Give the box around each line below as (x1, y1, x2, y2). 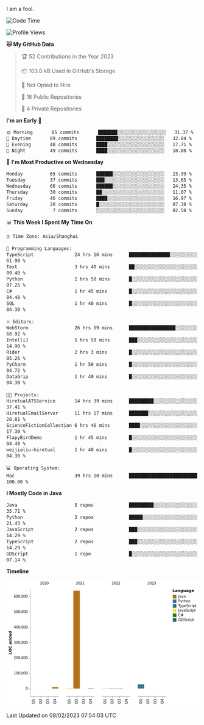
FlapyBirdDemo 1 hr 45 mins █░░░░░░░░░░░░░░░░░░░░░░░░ (6, 435, 198, 441)
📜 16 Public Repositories (21, 93, 82, 100)
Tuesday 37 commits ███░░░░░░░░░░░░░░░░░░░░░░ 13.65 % (6, 177, 192, 183)
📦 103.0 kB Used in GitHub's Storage (21, 67, 116, 74)
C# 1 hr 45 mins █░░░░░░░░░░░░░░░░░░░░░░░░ (6, 288, 198, 295)
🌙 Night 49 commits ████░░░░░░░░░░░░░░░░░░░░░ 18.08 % (6, 148, 192, 154)
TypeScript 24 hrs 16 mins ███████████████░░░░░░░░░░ (6, 252, 198, 258)
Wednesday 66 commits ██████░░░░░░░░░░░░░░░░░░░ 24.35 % (6, 183, 192, 189)
